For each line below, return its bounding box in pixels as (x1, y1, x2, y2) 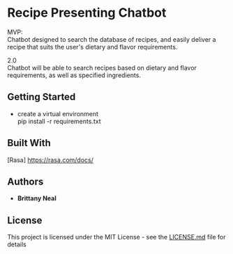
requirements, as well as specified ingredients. (7, 71, 142, 79)
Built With (7, 137, 51, 149)
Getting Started (7, 91, 76, 103)
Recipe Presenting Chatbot (7, 5, 167, 21)
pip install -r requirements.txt (17, 117, 101, 125)
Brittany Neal (17, 194, 57, 203)
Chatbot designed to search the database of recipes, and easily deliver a (7, 35, 216, 43)
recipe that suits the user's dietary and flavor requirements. (7, 42, 178, 51)
